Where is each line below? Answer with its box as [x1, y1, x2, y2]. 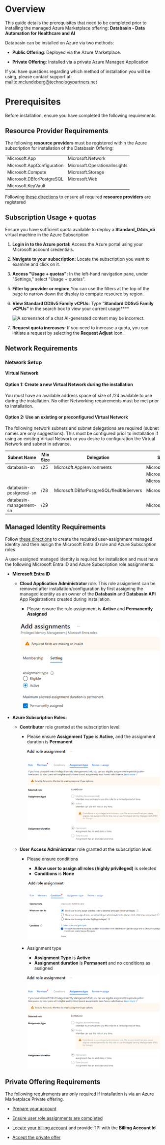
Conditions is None [34, 871, 75, 877]
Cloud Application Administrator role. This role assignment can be [19, 580, 156, 586]
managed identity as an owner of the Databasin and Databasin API [19, 590, 156, 597]
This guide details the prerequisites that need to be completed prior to [5, 20, 147, 26]
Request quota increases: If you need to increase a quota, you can [12, 324, 149, 331]
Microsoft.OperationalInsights [68, 162, 128, 168]
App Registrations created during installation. [19, 596, 111, 602]
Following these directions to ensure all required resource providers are [5, 194, 151, 200]
